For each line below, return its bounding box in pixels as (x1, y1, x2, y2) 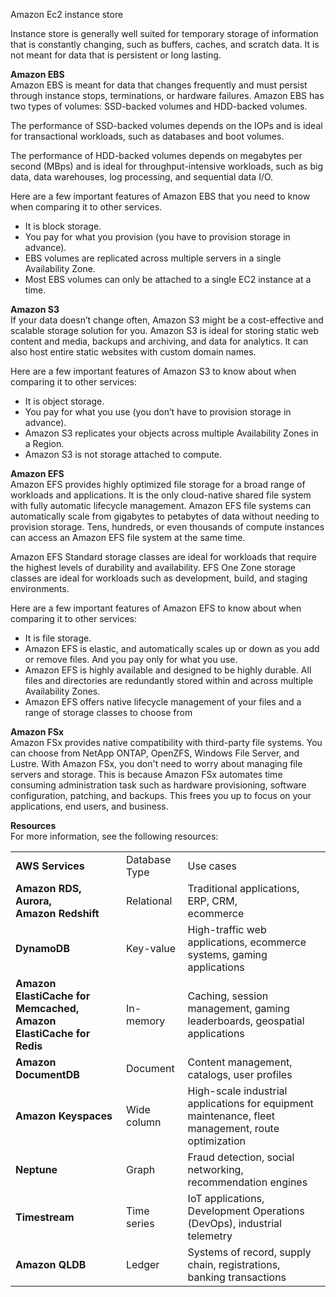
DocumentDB (15, 1068, 80, 1081)
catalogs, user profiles (187, 1068, 293, 1081)
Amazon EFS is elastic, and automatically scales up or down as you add (24, 643, 320, 654)
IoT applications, (187, 1192, 265, 1205)
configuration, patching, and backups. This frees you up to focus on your (10, 790, 312, 801)
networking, (187, 1163, 244, 1176)
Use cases (187, 859, 238, 873)
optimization (187, 1134, 246, 1148)
